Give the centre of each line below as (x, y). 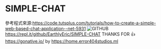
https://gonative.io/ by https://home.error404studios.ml (62, 41)
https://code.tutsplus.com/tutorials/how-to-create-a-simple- (94, 23)
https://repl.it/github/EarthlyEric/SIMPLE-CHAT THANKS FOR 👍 (70, 34)
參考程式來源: (19, 23)
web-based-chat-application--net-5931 (46, 28)
